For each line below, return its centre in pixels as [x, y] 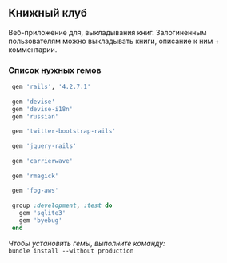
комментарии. [33, 49]
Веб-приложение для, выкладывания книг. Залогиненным [108, 32]
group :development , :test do [62, 206]
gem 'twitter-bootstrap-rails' [64, 131]
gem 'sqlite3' [42, 213]
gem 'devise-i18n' [42, 109]
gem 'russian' [35, 116]
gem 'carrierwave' [42, 161]
